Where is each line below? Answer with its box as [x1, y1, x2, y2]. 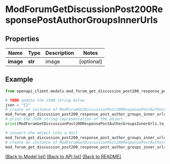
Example [5, 75, 33, 84]
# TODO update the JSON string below [5, 98, 85, 103]
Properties [5, 34, 39, 43]
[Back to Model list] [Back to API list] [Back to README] [5, 153, 121, 160]
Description [45, 50, 74, 56]
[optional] [79, 58, 103, 65]
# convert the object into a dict [5, 130, 78, 135]
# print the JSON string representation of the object [5, 116, 123, 122]
